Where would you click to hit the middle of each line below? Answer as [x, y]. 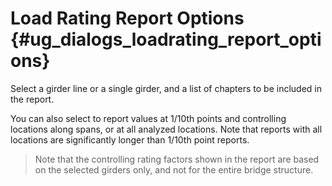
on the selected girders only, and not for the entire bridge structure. [174, 169]
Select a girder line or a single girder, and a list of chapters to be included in [166, 88]
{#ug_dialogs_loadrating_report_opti [166, 39]
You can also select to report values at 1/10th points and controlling [148, 118]
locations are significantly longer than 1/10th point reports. [130, 139]
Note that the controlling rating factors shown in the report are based [177, 159]
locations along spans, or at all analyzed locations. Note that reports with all [166, 129]
